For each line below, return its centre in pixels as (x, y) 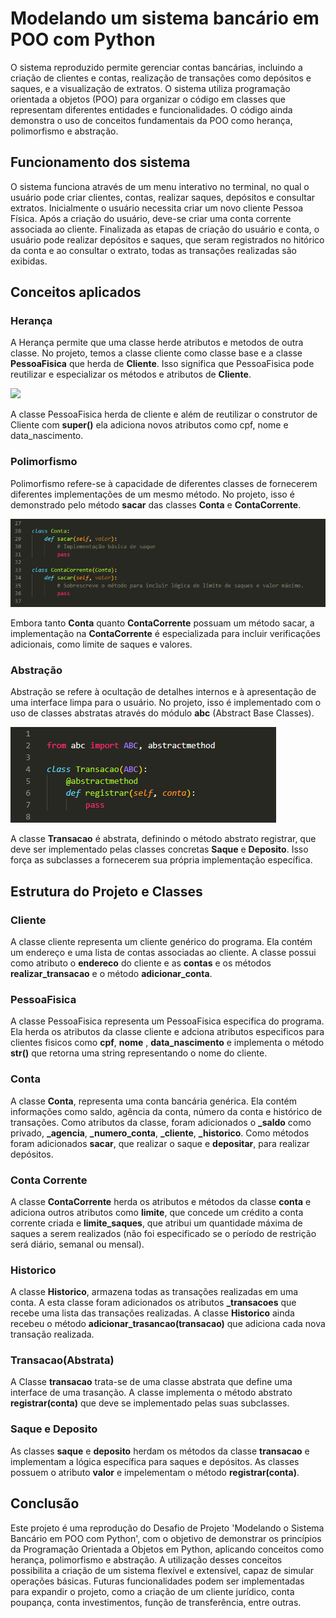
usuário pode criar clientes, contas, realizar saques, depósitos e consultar (163, 197)
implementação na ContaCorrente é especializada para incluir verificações (165, 633)
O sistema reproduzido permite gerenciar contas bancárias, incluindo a (156, 67)
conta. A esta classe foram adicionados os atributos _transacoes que (153, 1303)
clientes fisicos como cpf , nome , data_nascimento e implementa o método (167, 1043)
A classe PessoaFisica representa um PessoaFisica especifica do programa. (167, 1021)
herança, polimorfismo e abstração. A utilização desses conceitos (146, 1559)
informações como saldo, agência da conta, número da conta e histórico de (166, 1111)
